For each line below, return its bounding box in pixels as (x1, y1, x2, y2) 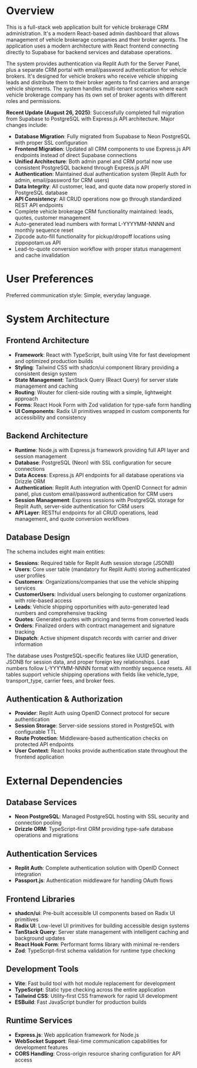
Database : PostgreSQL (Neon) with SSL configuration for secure (14, 459, 172, 466)
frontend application (14, 753, 64, 760)
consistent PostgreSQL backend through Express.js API (14, 164, 149, 171)
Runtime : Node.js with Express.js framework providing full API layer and (14, 446, 190, 454)
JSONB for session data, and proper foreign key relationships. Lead (6, 658, 169, 666)
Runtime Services (6, 1016, 73, 1026)
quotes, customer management (14, 214, 91, 221)
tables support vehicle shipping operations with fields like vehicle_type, (6, 671, 179, 678)
